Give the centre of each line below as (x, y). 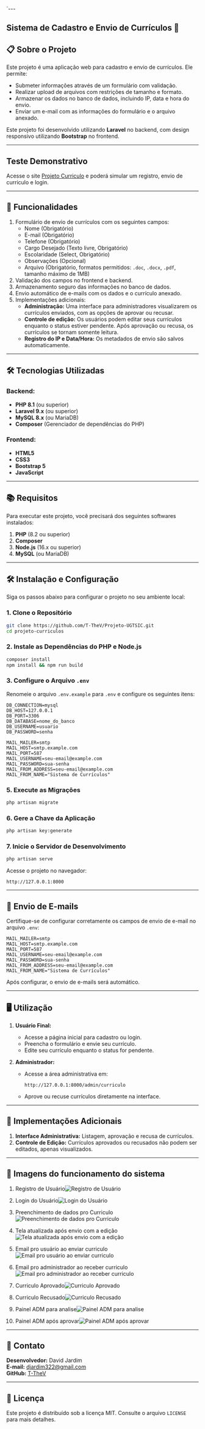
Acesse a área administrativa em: (66, 1074)
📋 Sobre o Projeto (41, 49)
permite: (17, 74)
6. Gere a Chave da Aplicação (51, 818)
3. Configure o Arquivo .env (48, 681)
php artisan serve (30, 859)
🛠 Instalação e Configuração (63, 579)
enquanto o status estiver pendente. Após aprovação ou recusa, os (109, 325)
